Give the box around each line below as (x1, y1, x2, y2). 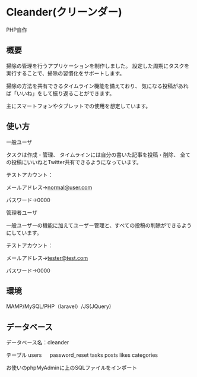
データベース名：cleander (6, 339, 69, 346)
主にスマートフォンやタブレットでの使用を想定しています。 (6, 102, 151, 109)
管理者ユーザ (6, 209, 37, 216)
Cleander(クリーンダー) (6, 5, 123, 19)
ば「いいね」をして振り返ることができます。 (6, 90, 115, 97)
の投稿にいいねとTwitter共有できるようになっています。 (6, 158, 142, 165)
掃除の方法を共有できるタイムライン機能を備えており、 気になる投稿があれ (6, 82, 189, 89)
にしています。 (6, 229, 43, 236)
